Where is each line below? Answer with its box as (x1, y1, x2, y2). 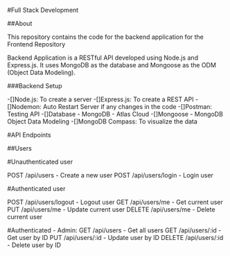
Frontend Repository (7, 40, 66, 48)
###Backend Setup (7, 82, 62, 89)
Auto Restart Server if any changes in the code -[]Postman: (42, 103, 213, 110)
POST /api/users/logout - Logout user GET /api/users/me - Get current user (7, 198, 224, 206)
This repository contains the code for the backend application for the (7, 33, 204, 41)
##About (7, 19, 33, 27)
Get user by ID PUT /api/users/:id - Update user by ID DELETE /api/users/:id (7, 234, 224, 241)
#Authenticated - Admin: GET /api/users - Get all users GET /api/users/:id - (7, 226, 222, 234)
